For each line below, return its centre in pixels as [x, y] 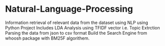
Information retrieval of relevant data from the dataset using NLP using [77, 23]
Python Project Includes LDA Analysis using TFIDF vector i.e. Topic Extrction [82, 27]
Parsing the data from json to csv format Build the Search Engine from [76, 33]
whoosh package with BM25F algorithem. [47, 38]
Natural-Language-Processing [69, 9]
